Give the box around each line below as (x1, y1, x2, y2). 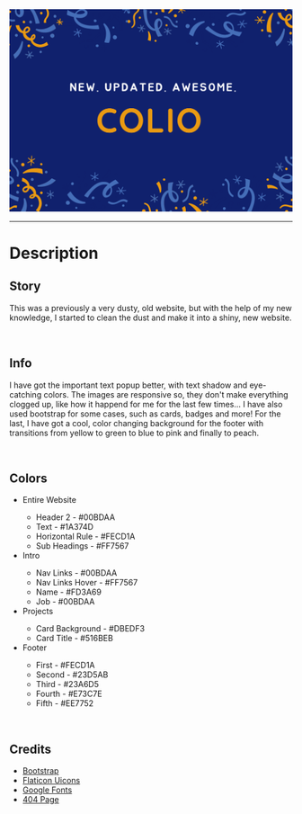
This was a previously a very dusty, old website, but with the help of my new (9, 302, 292, 313)
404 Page (22, 794, 60, 805)
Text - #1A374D (35, 522, 94, 532)
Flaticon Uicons (22, 775, 81, 786)
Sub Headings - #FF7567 (35, 541, 129, 551)
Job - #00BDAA (35, 596, 95, 607)
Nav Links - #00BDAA (35, 568, 118, 578)
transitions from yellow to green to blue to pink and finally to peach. (9, 427, 260, 438)
